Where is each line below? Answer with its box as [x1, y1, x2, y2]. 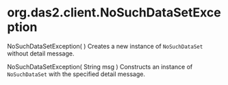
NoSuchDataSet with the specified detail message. [7, 70, 146, 78]
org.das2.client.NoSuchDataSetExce [7, 5, 221, 21]
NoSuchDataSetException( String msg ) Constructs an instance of [7, 62, 193, 71]
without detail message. [7, 49, 75, 58]
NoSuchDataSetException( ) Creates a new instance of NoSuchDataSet [7, 42, 203, 50]
